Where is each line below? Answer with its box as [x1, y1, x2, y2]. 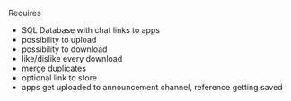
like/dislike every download [21, 54, 123, 63]
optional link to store [21, 72, 98, 83]
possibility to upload [21, 35, 97, 45]
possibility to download [21, 44, 108, 55]
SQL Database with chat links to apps [21, 25, 161, 35]
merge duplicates [21, 63, 87, 73]
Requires [8, 8, 41, 18]
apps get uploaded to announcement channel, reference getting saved [21, 82, 284, 92]
